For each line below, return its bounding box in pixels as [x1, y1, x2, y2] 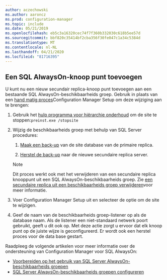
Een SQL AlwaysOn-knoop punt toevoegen [5, 72, 142, 81]
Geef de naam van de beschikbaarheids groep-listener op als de [12, 212, 147, 218]
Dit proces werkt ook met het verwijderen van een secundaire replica [12, 171, 156, 177]
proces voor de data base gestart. [12, 233, 83, 239]
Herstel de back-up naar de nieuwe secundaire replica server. [20, 152, 148, 158]
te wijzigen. [12, 202, 37, 209]
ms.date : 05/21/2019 [5, 26, 49, 31]
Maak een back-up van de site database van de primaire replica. [20, 142, 153, 148]
